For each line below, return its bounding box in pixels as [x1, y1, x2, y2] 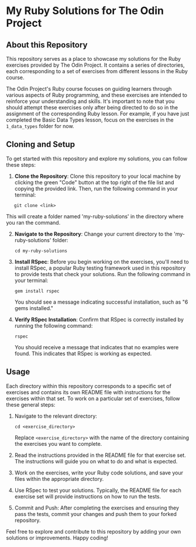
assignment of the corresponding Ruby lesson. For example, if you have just [6, 110, 190, 117]
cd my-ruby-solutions [14, 247, 67, 254]
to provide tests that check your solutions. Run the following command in [14, 270, 191, 277]
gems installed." [14, 304, 54, 311]
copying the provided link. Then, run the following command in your [14, 185, 178, 192]
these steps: [6, 161, 36, 168]
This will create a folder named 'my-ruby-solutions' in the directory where [6, 212, 184, 220]
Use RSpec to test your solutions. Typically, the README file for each [14, 487, 181, 494]
